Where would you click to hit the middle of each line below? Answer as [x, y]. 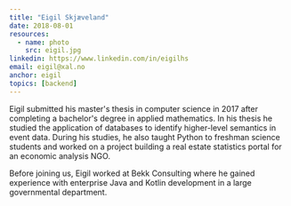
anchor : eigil [36, 75]
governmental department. [58, 192]
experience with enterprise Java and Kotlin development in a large [130, 182]
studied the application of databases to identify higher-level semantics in [143, 127]
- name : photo [43, 42]
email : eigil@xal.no [48, 67]
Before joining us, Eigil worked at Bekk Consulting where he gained [132, 173]
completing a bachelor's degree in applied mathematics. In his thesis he [141, 118]
